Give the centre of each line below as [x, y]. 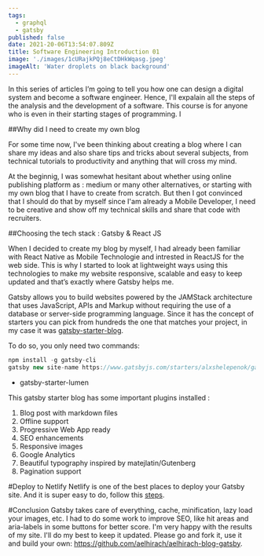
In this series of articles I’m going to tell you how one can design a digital [126, 89]
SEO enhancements [51, 437]
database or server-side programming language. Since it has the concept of [131, 313]
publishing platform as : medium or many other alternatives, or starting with [130, 185]
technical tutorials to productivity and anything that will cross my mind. [123, 161]
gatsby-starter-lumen [54, 382]
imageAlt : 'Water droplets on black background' [89, 67]
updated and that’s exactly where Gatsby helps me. [91, 282]
